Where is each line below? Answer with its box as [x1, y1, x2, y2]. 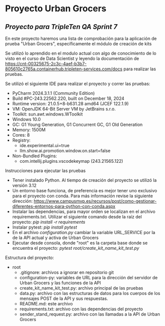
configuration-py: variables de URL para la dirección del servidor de [19, 275, 158, 280]
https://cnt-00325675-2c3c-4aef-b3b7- [5, 61, 87, 66]
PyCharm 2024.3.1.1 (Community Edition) [12, 90, 95, 96]
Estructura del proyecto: [5, 255, 54, 261]
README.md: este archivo [19, 301, 73, 306]
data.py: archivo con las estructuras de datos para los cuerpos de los [19, 291, 161, 296]
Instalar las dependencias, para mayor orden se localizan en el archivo [12, 208, 156, 214]
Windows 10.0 [12, 117, 41, 122]
